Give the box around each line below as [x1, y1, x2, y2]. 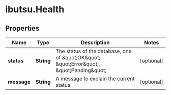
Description [80, 39, 110, 46]
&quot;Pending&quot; [55, 67, 107, 74]
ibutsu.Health [5, 4, 65, 15]
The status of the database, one [55, 47, 132, 55]
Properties [5, 24, 40, 33]
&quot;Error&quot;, [55, 60, 100, 67]
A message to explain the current [55, 75, 135, 82]
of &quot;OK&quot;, [55, 54, 102, 61]
